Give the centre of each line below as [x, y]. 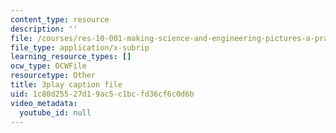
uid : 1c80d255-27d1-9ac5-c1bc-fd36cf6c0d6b [102, 94]
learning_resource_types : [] [71, 57]
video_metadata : [44, 103]
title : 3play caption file [66, 85]
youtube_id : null [55, 112]
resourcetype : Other [53, 76]
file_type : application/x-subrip [80, 47]
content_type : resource [60, 19]
